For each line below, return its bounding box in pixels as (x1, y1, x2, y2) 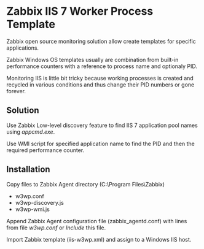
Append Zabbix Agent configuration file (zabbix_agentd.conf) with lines (6, 217, 187, 224)
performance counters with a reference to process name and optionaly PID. (6, 63, 198, 70)
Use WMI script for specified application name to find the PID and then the (6, 140, 195, 147)
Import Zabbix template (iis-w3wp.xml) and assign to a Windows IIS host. (6, 236, 192, 243)
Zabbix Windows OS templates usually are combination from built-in (6, 56, 179, 63)
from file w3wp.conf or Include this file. (6, 224, 106, 231)
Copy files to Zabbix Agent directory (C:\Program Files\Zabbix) (6, 180, 165, 188)
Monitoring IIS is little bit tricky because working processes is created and (6, 74, 194, 82)
